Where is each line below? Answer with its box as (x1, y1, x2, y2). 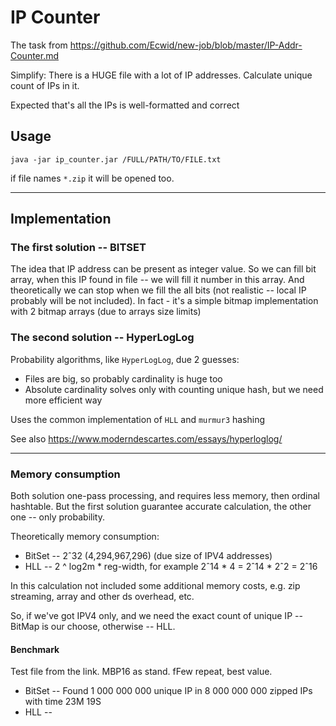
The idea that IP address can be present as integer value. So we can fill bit (10, 263, 317, 275)
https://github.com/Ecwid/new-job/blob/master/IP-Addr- (69, 39, 303, 51)
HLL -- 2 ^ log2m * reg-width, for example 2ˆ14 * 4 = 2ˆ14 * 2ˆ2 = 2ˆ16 (24, 561, 318, 573)
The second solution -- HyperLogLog (10, 331, 195, 345)
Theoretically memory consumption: (10, 531, 160, 543)
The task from (10, 39, 68, 51)
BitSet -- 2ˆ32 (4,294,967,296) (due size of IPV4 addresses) (24, 550, 273, 562)
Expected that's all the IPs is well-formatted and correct (10, 99, 240, 111)
